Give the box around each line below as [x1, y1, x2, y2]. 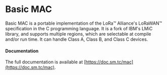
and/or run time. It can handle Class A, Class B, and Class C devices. [5, 36, 148, 42]
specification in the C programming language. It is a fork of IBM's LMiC [5, 25, 153, 31]
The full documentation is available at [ [5, 59, 86, 65]
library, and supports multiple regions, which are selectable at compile [5, 31, 151, 37]
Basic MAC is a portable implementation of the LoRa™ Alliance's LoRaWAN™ [5, 20, 162, 26]
